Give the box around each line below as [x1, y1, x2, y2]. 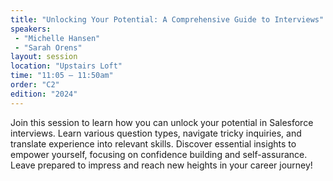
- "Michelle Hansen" [14, 33, 101, 43]
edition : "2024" [10, 89, 78, 99]
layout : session [10, 52, 78, 62]
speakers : [10, 24, 52, 34]
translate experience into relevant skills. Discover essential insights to [10, 137, 297, 150]
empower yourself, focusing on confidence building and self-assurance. [10, 148, 308, 160]
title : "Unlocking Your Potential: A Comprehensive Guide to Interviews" [10, 14, 325, 25]
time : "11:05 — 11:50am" [10, 71, 114, 81]
